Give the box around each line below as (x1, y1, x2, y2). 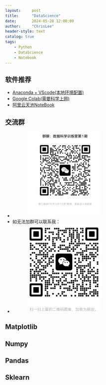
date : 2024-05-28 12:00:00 (5, 18, 74, 23)
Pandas (5, 356, 29, 365)
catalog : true (5, 34, 35, 39)
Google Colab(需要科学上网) (12, 96, 70, 102)
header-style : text (5, 29, 46, 34)
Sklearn (5, 373, 30, 382)
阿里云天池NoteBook (12, 102, 54, 108)
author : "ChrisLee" (5, 24, 54, 29)
